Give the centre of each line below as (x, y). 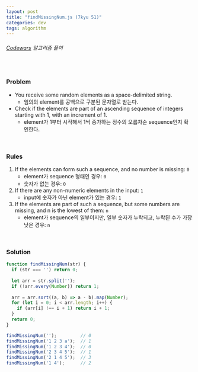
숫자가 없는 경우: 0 (45, 184)
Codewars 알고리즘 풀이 (35, 47)
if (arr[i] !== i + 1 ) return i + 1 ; (63, 309)
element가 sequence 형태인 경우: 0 (65, 177)
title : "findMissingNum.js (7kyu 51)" (54, 17)
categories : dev (26, 23)
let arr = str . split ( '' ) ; (44, 281)
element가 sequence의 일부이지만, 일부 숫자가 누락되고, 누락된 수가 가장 (108, 217)
